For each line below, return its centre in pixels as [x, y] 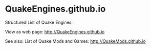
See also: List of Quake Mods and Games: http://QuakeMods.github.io [75, 41]
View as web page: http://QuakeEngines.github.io [55, 32]
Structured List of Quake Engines [38, 22]
